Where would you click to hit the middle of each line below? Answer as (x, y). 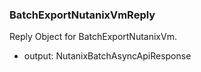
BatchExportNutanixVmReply (82, 15)
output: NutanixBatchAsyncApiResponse (107, 56)
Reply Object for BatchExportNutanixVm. (93, 37)
